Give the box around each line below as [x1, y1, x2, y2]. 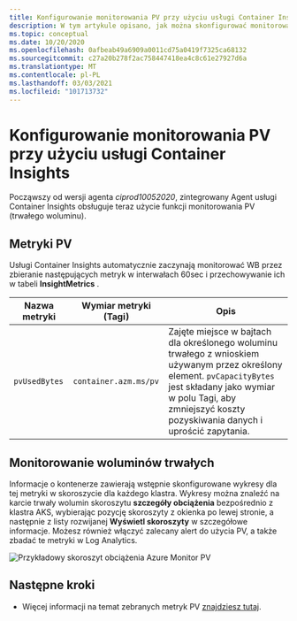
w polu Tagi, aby [168, 392, 237, 404]
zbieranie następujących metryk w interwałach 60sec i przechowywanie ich [9, 269, 286, 280]
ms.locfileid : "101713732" [9, 87, 109, 96]
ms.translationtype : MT [9, 63, 97, 72]
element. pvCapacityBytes [168, 370, 275, 382]
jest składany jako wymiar [168, 381, 276, 394]
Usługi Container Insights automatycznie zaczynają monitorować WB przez [9, 260, 283, 271]
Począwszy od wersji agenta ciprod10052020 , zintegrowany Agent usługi [9, 192, 277, 203]
